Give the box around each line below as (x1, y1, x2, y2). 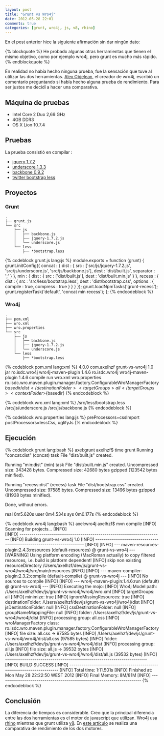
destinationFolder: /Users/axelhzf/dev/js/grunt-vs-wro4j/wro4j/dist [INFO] (5, 599, 154, 605)
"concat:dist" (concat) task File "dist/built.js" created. (5, 452, 113, 458)
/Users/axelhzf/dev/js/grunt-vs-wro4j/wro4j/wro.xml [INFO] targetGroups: (5, 589, 155, 594)
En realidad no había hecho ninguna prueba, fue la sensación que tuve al (5, 68, 152, 74)
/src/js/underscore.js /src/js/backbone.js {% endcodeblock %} (5, 405, 132, 411)
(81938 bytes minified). (5, 492, 52, 498)
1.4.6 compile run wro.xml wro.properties (19, 374, 101, 380)
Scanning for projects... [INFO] (5, 526, 67, 531)
